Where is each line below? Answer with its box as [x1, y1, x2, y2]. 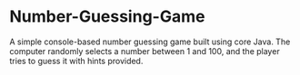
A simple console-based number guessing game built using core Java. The [9, 36, 291, 47]
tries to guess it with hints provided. [9, 55, 144, 66]
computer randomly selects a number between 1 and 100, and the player [9, 45, 280, 56]
